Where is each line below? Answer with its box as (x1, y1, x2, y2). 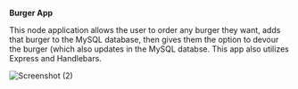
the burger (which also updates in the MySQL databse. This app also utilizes (9, 44, 290, 54)
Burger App (9, 8, 54, 18)
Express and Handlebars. (9, 53, 103, 63)
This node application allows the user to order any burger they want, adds (9, 25, 281, 35)
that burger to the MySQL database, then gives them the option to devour (9, 35, 279, 44)
